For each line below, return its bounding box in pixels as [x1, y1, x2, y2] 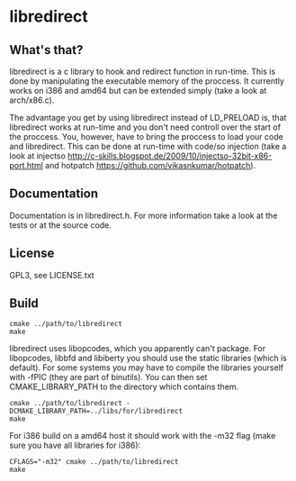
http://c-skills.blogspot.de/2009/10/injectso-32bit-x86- [67, 150, 273, 161]
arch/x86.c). [9, 95, 55, 105]
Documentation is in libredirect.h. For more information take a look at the [9, 210, 278, 221]
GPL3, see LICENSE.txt [9, 269, 94, 280]
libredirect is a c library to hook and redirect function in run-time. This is [9, 66, 276, 77]
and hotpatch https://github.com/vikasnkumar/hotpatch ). [44, 160, 256, 170]
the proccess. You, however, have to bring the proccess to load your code [9, 132, 283, 141]
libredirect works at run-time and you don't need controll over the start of [9, 122, 282, 132]
